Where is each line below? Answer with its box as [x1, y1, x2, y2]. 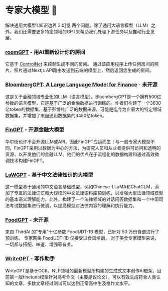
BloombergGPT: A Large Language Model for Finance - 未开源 [5, 81, 158, 88]
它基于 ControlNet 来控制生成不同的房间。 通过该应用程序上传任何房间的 [5, 61, 154, 67]
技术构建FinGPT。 [9, 157, 47, 164]
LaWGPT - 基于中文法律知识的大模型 [5, 171, 94, 178]
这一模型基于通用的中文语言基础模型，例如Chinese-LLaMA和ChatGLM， [5, 184, 155, 190]
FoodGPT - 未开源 [5, 216, 49, 224]
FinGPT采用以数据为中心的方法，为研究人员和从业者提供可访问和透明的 [14, 144, 161, 151]
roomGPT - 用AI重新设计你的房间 [5, 48, 85, 55]
